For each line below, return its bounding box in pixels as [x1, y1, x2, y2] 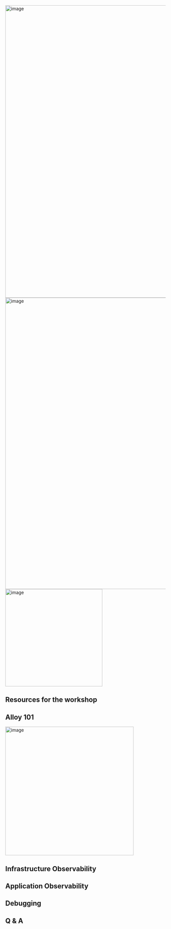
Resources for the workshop [5, 696, 98, 704]
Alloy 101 [5, 712, 34, 722]
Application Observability [5, 882, 89, 890]
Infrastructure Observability [5, 864, 97, 873]
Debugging [5, 899, 42, 908]
